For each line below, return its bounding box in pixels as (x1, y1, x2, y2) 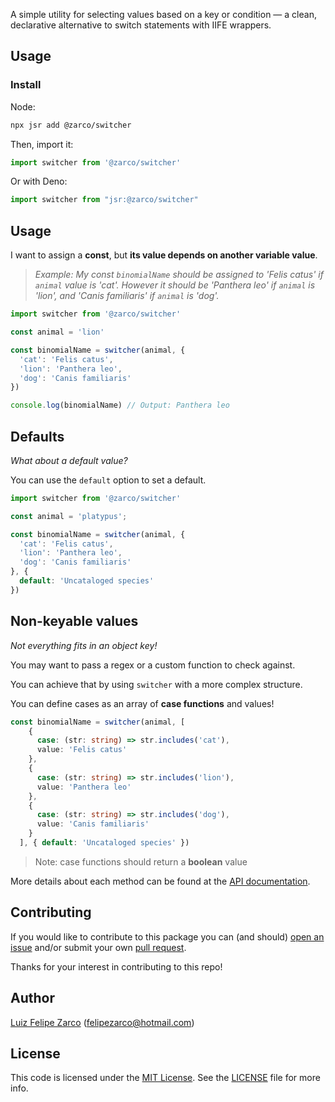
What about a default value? (10, 454, 128, 466)
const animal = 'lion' (10, 327, 105, 337)
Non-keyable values (10, 613, 139, 630)
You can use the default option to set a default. (10, 474, 207, 486)
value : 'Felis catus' (36, 745, 128, 755)
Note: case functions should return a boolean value (34, 855, 248, 868)
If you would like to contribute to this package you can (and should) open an (10, 930, 325, 943)
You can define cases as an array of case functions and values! (10, 697, 275, 709)
